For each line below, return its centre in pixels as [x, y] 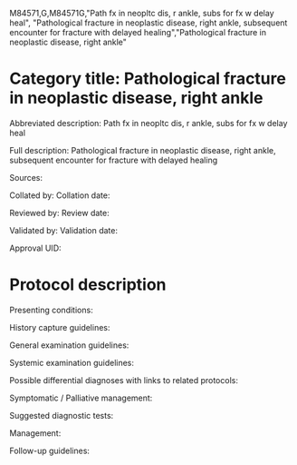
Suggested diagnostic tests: [62, 415]
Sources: [26, 177]
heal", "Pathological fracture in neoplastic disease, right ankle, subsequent [148, 23]
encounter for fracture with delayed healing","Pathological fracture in [138, 32]
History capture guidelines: [60, 327]
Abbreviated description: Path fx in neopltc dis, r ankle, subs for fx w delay [148, 123]
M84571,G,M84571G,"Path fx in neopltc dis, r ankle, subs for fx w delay [142, 13]
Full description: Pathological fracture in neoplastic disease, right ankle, [143, 150]
